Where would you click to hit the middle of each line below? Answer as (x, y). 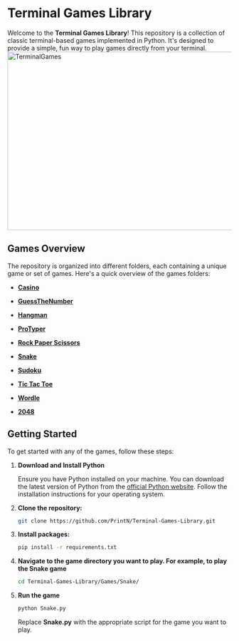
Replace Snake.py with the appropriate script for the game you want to (122, 622)
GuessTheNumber (45, 301)
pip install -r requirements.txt (67, 548)
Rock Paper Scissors (49, 342)
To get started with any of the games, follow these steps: (91, 451)
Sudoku (29, 370)
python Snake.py (42, 609)
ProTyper (32, 329)
